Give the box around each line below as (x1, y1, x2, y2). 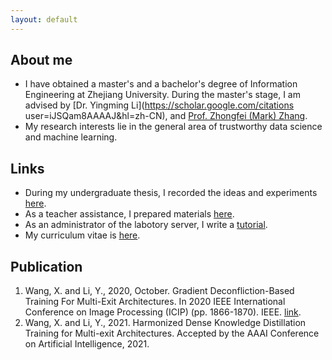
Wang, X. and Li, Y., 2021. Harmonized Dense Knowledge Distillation (24, 317, 307, 329)
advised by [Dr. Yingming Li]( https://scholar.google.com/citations (24, 99, 295, 111)
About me (10, 52, 73, 69)
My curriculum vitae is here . (24, 229, 141, 241)
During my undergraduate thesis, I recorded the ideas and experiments (24, 187, 318, 199)
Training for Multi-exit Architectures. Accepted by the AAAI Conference (24, 327, 320, 340)
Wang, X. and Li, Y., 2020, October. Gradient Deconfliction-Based (24, 285, 295, 297)
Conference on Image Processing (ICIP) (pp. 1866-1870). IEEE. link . (24, 306, 302, 318)
